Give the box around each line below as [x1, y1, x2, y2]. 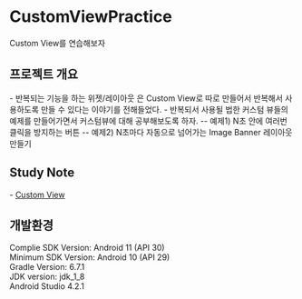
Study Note [9, 165, 75, 181]
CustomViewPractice [9, 6, 172, 27]
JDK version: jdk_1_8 [9, 271, 85, 283]
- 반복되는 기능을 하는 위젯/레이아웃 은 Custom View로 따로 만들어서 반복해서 [9, 93, 284, 104]
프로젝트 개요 [9, 66, 79, 83]
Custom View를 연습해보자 [9, 37, 106, 48]
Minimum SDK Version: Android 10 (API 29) [9, 252, 170, 263]
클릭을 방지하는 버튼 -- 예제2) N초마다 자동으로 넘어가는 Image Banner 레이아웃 [9, 126, 293, 137]
